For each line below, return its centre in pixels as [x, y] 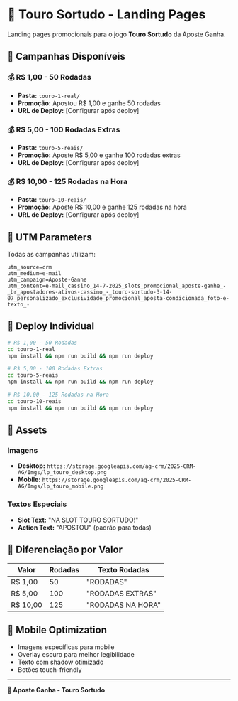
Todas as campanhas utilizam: [51, 255]
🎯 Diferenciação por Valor [65, 550]
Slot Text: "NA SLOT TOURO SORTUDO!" [78, 520]
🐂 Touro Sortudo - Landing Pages [107, 15]
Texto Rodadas [124, 569]
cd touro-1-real [31, 349]
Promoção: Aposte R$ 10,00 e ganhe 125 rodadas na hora [102, 207]
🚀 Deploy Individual [51, 326]
